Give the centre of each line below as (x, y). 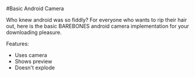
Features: (18, 44)
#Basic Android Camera (35, 9)
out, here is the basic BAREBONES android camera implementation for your (97, 26)
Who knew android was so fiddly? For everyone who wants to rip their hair (97, 20)
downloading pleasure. (34, 32)
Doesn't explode (35, 68)
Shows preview (33, 61)
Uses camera (31, 55)
